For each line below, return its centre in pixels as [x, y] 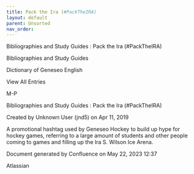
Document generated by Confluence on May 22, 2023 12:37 [82, 154]
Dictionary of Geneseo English [45, 70]
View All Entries [26, 82]
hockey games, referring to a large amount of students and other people [97, 136]
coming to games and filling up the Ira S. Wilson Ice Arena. [80, 142]
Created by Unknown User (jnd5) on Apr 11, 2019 [68, 117]
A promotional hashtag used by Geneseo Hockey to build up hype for [93, 129]
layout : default [27, 18]
